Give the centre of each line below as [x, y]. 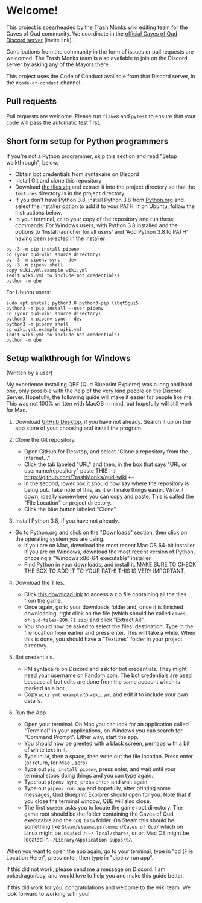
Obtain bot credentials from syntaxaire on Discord [77, 174]
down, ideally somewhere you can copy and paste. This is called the [109, 496]
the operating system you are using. [60, 539]
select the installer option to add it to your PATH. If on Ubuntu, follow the [105, 206]
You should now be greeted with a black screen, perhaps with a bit [107, 744]
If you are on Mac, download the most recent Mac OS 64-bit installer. [110, 546]
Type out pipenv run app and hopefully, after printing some [97, 788]
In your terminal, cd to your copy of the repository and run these [94, 219]
